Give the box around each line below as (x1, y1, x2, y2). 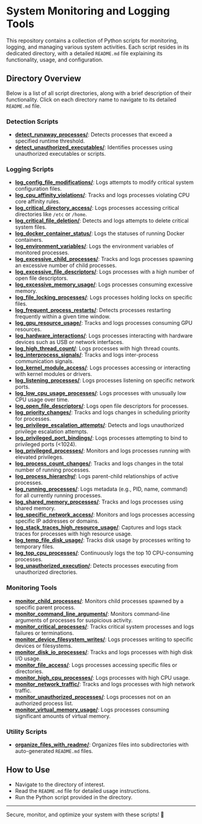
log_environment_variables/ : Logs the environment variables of (14, 242, 174, 250)
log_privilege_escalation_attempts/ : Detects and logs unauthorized (14, 422, 185, 429)
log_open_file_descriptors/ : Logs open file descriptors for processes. (14, 402, 189, 410)
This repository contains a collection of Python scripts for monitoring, (6, 37, 179, 44)
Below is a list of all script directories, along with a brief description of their (6, 89, 192, 97)
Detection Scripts (6, 117, 59, 126)
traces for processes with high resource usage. (14, 530, 132, 538)
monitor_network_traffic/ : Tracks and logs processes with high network (14, 680, 195, 687)
